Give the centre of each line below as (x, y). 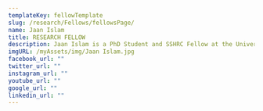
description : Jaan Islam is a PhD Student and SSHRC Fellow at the (121, 45)
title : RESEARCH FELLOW (47, 37)
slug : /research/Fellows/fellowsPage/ (71, 23)
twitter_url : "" (34, 66)
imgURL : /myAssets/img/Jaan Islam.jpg (71, 52)
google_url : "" (33, 88)
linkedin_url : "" (36, 95)
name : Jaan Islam (36, 30)
